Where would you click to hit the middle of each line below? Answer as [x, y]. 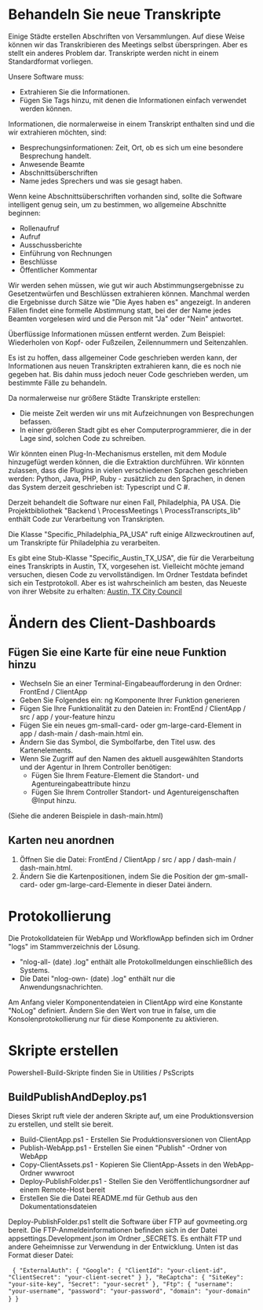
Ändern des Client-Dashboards [112, 623]
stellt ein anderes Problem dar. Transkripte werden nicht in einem [113, 53]
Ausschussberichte [51, 245]
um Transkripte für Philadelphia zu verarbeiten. [84, 542]
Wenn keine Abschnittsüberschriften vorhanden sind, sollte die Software [125, 196]
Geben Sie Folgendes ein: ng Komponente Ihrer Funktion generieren [130, 700]
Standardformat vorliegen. [51, 61]
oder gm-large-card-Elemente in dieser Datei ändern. [126, 884]
